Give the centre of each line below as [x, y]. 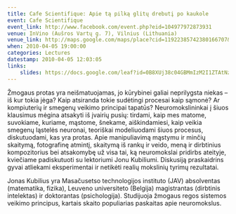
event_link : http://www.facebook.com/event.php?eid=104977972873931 [110, 27]
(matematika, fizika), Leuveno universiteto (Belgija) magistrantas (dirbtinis [114, 188]
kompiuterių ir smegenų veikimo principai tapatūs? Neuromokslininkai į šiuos [118, 107]
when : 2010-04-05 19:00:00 [47, 46]
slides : [31, 72]
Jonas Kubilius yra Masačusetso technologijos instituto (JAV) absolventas [114, 180]
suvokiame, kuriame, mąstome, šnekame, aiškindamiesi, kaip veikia [105, 122]
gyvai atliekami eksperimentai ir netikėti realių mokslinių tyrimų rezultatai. [113, 167]
